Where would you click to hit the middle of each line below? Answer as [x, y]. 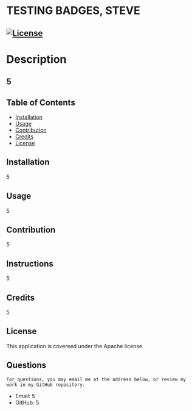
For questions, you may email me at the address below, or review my [96, 379]
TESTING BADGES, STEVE [74, 11]
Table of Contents [41, 102]
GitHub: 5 [27, 402]
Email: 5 [25, 396]
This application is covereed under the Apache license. [75, 346]
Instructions [30, 264]
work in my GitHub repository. [46, 385]
